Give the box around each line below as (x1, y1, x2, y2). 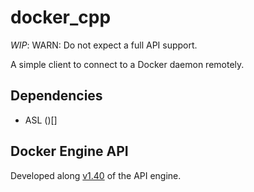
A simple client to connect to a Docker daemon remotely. (10, 58, 245, 70)
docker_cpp (10, 6, 112, 29)
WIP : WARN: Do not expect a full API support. (10, 39, 198, 51)
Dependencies (10, 87, 103, 105)
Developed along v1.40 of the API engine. (10, 169, 182, 181)
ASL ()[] (24, 114, 58, 126)
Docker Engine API (10, 143, 129, 160)
